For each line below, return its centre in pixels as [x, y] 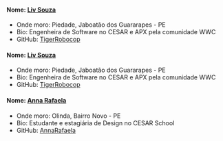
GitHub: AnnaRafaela [46, 130]
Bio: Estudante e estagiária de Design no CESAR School [95, 123]
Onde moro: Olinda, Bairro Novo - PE [68, 116]
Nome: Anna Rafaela [36, 100]
